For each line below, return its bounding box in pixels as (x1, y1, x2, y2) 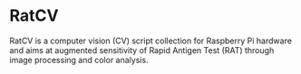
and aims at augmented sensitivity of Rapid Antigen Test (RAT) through (9, 44, 275, 55)
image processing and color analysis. (9, 54, 149, 65)
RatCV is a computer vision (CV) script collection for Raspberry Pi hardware (9, 35, 293, 46)
